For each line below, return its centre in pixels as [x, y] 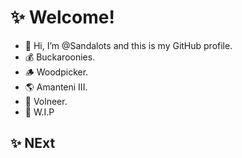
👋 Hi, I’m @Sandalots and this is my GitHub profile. [128, 45]
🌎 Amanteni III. [56, 87]
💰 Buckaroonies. [60, 57]
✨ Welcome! [62, 17]
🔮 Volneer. [46, 101]
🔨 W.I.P [39, 112]
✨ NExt [33, 143]
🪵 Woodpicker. [56, 72]
